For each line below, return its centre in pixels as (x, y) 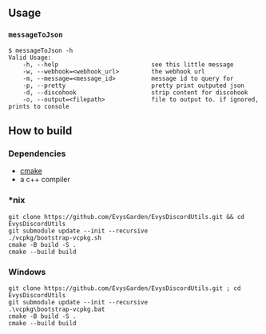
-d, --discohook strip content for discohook (135, 92)
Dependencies (37, 153)
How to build (40, 131)
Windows (27, 272)
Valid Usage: (30, 58)
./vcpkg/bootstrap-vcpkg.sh (55, 238)
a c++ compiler (45, 180)
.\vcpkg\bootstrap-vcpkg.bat (57, 309)
